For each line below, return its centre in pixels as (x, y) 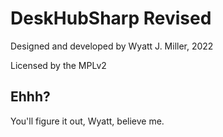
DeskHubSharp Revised (111, 18)
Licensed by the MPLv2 (58, 65)
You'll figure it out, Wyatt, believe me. (87, 121)
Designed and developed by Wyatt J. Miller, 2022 (112, 46)
